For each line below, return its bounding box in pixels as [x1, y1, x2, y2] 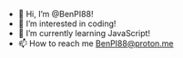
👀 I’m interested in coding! [17, 18, 117, 29]
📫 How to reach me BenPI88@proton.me [17, 38, 175, 49]
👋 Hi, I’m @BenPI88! [17, 9, 94, 19]
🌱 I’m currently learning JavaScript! [17, 28, 151, 38]
